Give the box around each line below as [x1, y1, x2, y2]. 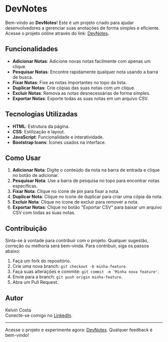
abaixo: [5, 248, 20, 254]
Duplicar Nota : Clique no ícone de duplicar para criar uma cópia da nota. [12, 194, 163, 200]
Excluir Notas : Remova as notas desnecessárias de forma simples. [12, 90, 151, 96]
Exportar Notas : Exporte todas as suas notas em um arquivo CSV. [12, 95, 149, 101]
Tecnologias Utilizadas [5, 110, 78, 118]
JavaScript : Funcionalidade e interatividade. [12, 134, 104, 140]
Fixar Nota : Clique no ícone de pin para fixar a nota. [12, 189, 120, 195]
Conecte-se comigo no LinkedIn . [5, 312, 72, 318]
